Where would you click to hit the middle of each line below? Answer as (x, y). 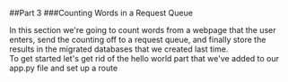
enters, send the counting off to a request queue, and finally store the (138, 40)
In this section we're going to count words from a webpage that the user (143, 30)
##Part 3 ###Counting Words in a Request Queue (101, 13)
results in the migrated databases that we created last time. (119, 49)
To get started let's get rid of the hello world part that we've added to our (144, 58)
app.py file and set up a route (64, 68)
